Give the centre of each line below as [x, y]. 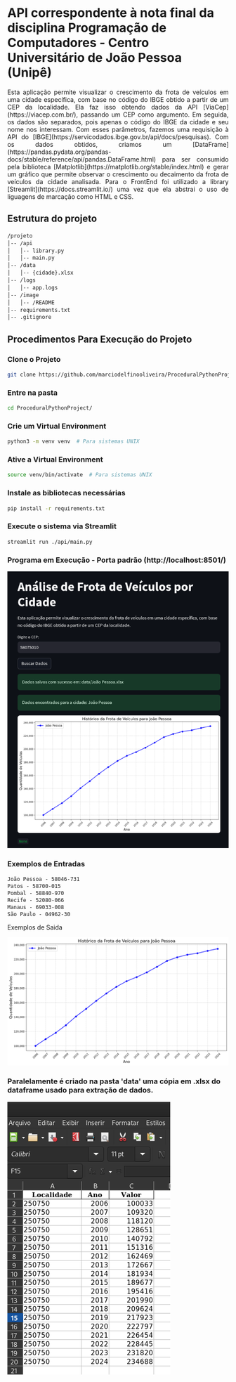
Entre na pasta [33, 393]
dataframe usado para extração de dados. [80, 1090]
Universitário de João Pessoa [95, 58]
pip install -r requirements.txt [56, 508]
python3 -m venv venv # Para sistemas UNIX [73, 442]
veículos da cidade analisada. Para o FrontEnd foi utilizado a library [118, 181]
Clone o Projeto [34, 359]
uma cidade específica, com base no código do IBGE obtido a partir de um [118, 99]
